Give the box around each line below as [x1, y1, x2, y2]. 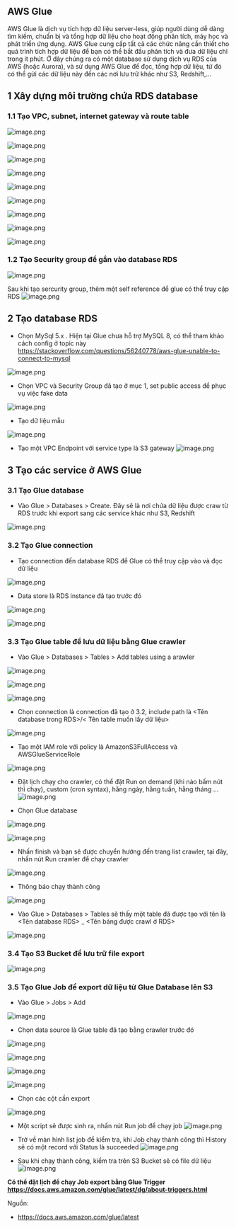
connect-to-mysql [17, 354, 71, 362]
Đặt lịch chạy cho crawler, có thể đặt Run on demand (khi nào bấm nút [17, 777, 223, 786]
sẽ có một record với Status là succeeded [17, 1143, 139, 1152]
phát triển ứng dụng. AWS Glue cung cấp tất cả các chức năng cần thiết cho [7, 39, 230, 48]
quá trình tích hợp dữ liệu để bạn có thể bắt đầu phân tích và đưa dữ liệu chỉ [7, 47, 228, 55]
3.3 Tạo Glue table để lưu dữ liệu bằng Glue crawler [7, 636, 186, 646]
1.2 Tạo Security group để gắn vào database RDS [7, 255, 178, 265]
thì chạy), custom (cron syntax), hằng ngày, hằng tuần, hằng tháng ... [17, 785, 219, 793]
